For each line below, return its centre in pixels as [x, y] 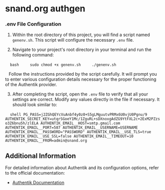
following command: [33, 55]
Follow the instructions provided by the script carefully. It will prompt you [83, 74]
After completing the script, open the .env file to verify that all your [80, 94]
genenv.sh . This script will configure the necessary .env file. [73, 40]
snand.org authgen [45, 9]
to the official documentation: [35, 173]
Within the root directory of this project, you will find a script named [81, 35]
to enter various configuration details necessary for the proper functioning [81, 79]
